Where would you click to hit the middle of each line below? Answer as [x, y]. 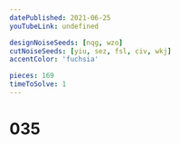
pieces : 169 [32, 76]
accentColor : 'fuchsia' [54, 60]
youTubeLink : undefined [54, 26]
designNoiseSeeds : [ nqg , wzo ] [66, 43]
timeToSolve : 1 [38, 84]
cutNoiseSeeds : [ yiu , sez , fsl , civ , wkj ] [90, 51]
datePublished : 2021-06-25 [60, 18]
